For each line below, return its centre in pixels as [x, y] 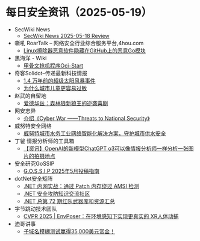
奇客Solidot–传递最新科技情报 [51, 73]
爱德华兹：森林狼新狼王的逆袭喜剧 [66, 103]
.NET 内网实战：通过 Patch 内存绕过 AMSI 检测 [81, 186]
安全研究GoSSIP [34, 163]
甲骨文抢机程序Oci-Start [53, 65]
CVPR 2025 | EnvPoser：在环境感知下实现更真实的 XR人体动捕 [101, 216]
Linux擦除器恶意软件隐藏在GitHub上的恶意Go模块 [84, 50]
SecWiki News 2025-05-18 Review [66, 36]
